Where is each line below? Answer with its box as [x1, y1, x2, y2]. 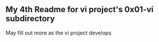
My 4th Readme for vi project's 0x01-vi [5, 5, 154, 15]
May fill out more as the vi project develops [5, 29, 111, 36]
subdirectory [5, 14, 55, 24]
